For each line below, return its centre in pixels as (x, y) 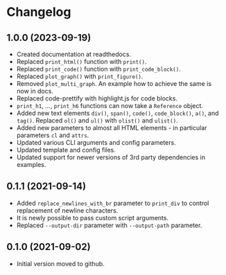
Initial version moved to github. (60, 263)
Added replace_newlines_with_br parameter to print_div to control (113, 203)
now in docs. (35, 91)
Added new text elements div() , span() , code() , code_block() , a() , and (118, 113)
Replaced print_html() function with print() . (81, 62)
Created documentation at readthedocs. (74, 54)
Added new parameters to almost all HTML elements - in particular (112, 128)
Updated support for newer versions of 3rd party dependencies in (111, 157)
